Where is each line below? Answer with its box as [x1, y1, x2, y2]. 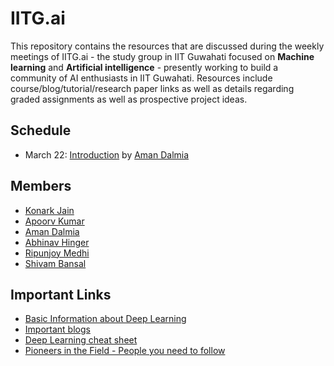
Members [10, 178, 72, 195]
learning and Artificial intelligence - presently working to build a [10, 61, 279, 73]
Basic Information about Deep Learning [24, 313, 187, 325]
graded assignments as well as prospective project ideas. [10, 93, 248, 105]
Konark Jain [24, 204, 75, 216]
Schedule [10, 122, 72, 139]
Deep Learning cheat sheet [24, 334, 138, 346]
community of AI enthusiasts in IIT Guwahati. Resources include [10, 72, 273, 84]
